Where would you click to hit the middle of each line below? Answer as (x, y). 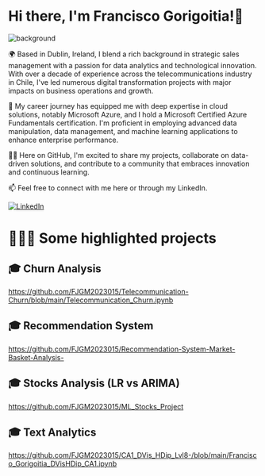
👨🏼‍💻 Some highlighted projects (112, 238)
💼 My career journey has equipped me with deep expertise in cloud (118, 106)
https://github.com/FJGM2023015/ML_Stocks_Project (96, 406)
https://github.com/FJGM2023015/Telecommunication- (98, 291)
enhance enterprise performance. (63, 140)
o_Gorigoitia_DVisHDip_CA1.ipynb (63, 464)
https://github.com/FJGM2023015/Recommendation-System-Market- (122, 349)
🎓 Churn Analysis (55, 269)
